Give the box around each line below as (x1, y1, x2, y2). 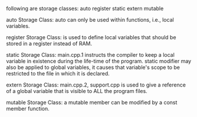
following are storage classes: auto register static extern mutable (6, 5, 164, 12)
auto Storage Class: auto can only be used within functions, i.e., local (6, 16, 174, 23)
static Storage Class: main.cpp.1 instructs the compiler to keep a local (6, 51, 175, 58)
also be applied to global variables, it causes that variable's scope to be (6, 64, 180, 71)
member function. (6, 105, 50, 112)
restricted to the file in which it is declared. (6, 70, 110, 77)
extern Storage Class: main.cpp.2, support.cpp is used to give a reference (6, 81, 186, 88)
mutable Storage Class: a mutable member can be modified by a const (6, 99, 178, 106)
